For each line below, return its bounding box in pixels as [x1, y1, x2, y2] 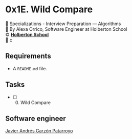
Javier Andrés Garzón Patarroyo [5, 128, 73, 134]
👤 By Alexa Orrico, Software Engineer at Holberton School [5, 26, 127, 32]
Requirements [5, 52, 51, 61]
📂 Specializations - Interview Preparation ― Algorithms [5, 21, 121, 27]
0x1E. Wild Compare [5, 4, 93, 15]
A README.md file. [12, 65, 47, 71]
